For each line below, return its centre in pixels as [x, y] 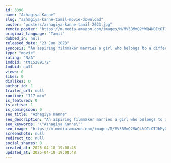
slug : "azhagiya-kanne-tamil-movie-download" [54, 19]
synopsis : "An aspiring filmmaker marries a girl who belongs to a [78, 48]
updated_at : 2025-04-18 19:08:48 [41, 153]
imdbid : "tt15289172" [28, 62]
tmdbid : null [19, 67]
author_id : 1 [19, 86]
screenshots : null [25, 133]
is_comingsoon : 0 [24, 110]
